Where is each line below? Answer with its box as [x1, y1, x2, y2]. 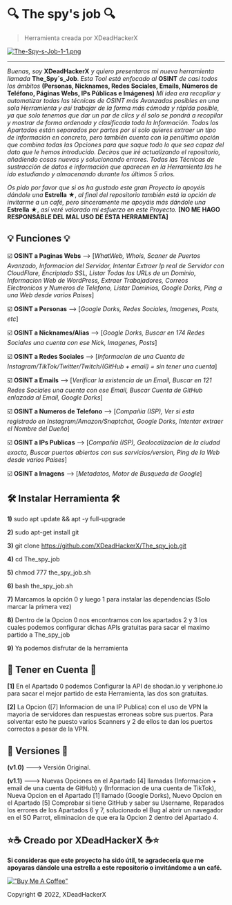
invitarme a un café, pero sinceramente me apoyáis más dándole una [7, 198, 206, 206]
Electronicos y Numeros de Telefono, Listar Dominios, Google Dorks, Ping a [7, 283, 222, 292]
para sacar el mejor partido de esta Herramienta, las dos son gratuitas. [7, 689, 209, 698]
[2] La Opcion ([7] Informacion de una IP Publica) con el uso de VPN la [7, 703, 209, 711]
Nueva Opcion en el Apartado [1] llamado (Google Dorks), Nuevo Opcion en [7, 792, 222, 800]
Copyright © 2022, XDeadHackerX [7, 890, 107, 898]
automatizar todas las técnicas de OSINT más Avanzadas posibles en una [7, 96, 220, 104]
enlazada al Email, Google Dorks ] [7, 393, 103, 402]
